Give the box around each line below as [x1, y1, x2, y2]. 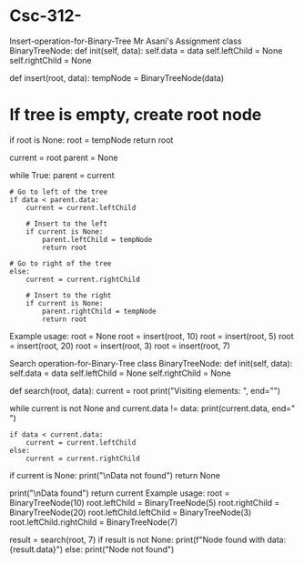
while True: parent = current [9, 169, 116, 180]
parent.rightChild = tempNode [42, 307, 157, 316]
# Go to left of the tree [9, 187, 107, 196]
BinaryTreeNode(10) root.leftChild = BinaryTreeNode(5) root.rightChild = [9, 497, 280, 508]
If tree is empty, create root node [9, 105, 262, 126]
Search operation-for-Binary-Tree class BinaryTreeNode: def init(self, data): [9, 358, 293, 368]
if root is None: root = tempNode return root [9, 134, 174, 146]
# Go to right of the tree [9, 258, 112, 268]
